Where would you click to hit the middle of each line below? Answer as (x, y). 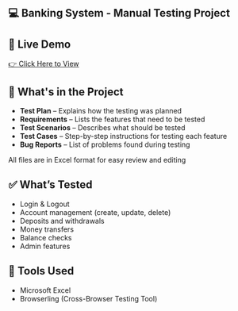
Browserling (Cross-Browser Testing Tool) (88, 298)
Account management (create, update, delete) (95, 212)
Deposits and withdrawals (62, 221)
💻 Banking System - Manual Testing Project (119, 13)
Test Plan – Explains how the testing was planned (101, 111)
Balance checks (46, 237)
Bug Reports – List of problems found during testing (105, 144)
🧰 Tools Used (41, 271)
